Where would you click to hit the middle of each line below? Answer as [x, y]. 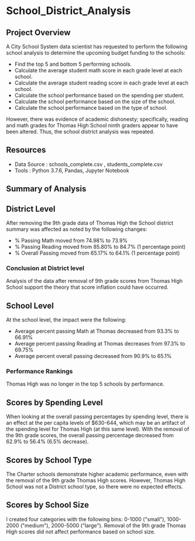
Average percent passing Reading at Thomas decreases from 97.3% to [100, 344]
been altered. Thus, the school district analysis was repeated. [81, 131]
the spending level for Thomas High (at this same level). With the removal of [97, 429]
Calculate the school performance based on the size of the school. [95, 102]
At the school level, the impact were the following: [66, 320]
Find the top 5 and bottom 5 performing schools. [73, 64]
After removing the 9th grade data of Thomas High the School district [90, 223]
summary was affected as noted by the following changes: [77, 229]
